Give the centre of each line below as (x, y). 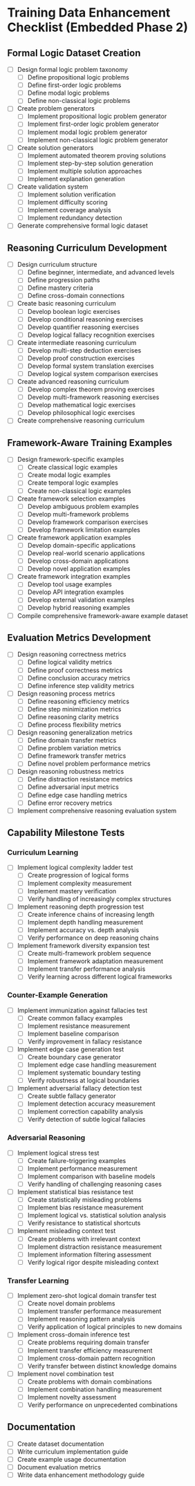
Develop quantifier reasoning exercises (83, 327)
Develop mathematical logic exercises (82, 405)
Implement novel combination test (65, 1373)
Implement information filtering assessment (90, 1254)
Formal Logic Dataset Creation (74, 53)
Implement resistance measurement (78, 1025)
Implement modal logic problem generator (87, 132)
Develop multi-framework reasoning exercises (93, 397)
